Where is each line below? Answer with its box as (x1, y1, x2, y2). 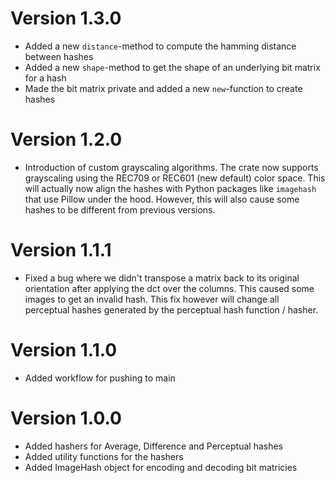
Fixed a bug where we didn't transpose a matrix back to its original (24, 272, 300, 284)
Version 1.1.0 (10, 339, 118, 361)
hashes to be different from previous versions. (24, 203, 216, 216)
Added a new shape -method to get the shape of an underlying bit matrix (24, 61, 321, 73)
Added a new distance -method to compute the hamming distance (24, 40, 297, 52)
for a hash (24, 72, 67, 84)
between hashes (24, 50, 94, 62)
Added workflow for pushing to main (24, 372, 176, 384)
